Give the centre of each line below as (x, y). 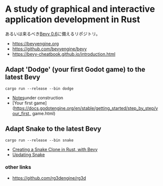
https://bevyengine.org (35, 43)
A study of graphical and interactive (80, 9)
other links (18, 167)
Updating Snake (29, 155)
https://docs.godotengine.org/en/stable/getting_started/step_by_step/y (86, 108)
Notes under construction (38, 97)
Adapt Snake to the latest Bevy (53, 129)
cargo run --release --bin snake (39, 140)
